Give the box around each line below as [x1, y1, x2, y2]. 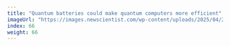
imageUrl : [7, 16, 36, 23]
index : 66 [7, 22, 36, 29]
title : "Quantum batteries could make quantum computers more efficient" [7, 9, 222, 17]
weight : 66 [7, 28, 38, 36]
